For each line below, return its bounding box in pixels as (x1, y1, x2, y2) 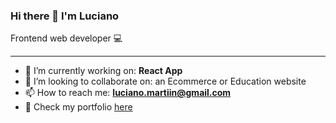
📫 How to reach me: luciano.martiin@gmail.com (24, 87, 232, 99)
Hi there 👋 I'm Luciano (10, 9, 120, 23)
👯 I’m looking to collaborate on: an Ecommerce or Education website (24, 75, 307, 88)
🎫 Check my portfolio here (24, 101, 133, 113)
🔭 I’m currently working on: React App (24, 65, 183, 77)
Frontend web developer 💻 (10, 32, 123, 44)
